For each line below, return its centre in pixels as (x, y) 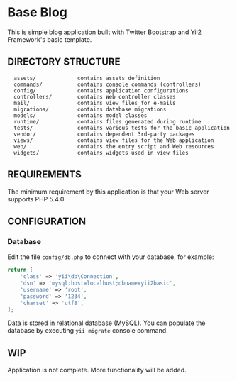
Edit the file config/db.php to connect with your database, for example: (111, 257)
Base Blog (37, 12)
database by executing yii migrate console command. (88, 331)
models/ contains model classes (81, 115)
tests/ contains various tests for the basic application (122, 128)
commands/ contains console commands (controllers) (108, 84)
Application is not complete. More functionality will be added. (97, 370)
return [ (20, 270)
